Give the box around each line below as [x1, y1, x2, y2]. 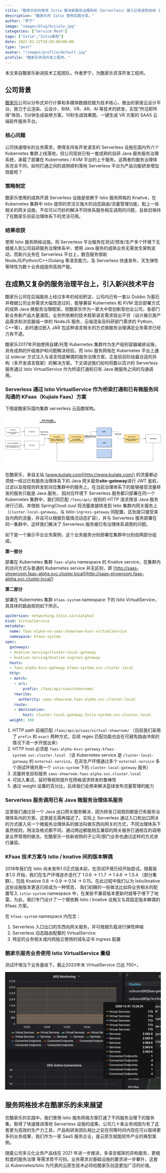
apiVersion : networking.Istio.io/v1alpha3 [5, 613, 94, 618]
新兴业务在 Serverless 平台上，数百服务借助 [18, 252, 108, 257]
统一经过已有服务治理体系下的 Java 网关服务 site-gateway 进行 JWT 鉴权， [9, 478, 161, 484]
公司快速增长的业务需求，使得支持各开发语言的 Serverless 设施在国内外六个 [5, 144, 160, 150]
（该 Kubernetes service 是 [66, 752, 122, 758]
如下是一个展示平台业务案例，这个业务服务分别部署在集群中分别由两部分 [5, 531, 152, 537]
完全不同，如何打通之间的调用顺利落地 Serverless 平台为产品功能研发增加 [9, 162, 160, 168]
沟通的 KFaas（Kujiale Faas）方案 [5, 393, 86, 400]
